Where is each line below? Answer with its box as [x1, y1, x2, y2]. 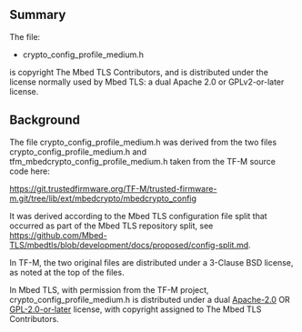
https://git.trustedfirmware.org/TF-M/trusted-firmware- [9, 183, 217, 194]
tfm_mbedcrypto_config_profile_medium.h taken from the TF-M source [9, 156, 276, 166]
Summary [9, 7, 66, 23]
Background [9, 113, 80, 128]
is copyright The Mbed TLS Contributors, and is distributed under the [9, 66, 268, 77]
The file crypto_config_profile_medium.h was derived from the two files [9, 136, 277, 147]
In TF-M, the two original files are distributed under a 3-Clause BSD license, [9, 257, 294, 267]
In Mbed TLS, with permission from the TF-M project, [9, 284, 209, 295]
